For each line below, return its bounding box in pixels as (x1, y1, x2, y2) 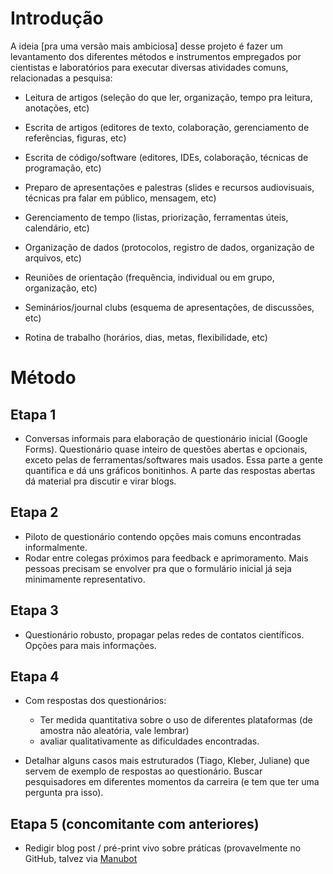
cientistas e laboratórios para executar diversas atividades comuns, (10, 61, 289, 73)
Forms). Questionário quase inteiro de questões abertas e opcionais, (24, 443, 308, 455)
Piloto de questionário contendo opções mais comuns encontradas (24, 530, 302, 542)
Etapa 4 (10, 668, 60, 685)
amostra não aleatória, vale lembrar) (39, 725, 190, 737)
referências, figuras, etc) (24, 132, 127, 144)
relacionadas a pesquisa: (10, 72, 113, 84)
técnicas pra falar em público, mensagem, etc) (24, 192, 217, 204)
